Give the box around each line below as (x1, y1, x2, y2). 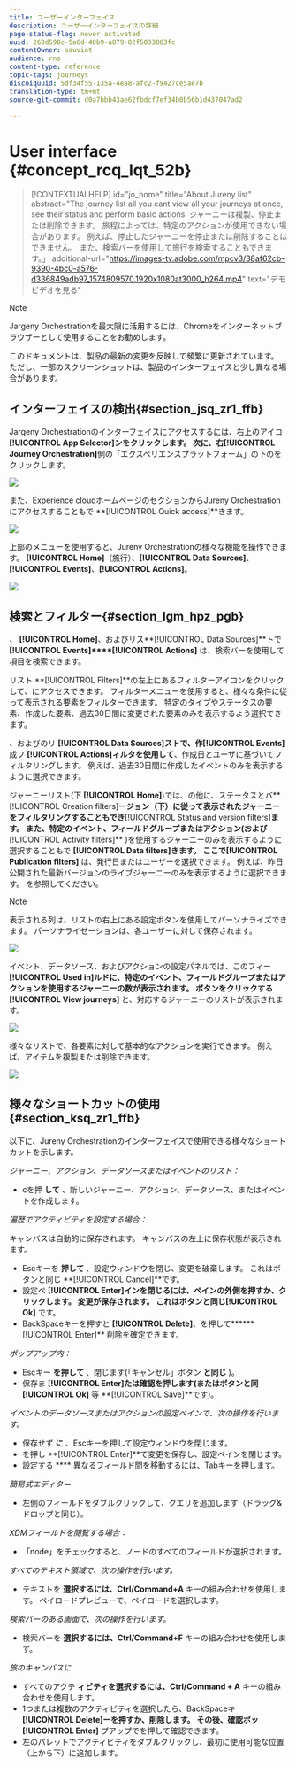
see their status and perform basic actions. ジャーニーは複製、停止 (30, 209, 275, 220)
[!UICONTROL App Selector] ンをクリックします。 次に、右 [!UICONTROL (9, 437, 276, 448)
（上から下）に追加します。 (21, 1747, 123, 1758)
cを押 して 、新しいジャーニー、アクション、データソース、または (21, 1184, 262, 1195)
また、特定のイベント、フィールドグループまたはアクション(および (25, 822, 268, 833)
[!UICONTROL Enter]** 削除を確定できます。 (21, 1329, 184, 1339)
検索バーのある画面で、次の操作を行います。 (9, 1613, 171, 1624)
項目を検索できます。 (9, 656, 87, 667)
